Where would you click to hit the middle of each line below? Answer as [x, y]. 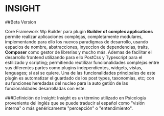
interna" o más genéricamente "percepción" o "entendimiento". [69, 108]
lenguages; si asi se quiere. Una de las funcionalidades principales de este [80, 73]
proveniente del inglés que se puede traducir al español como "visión [75, 103]
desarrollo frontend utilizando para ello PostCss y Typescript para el [74, 57]
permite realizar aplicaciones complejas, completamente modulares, [74, 37]
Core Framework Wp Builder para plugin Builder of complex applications [79, 31]
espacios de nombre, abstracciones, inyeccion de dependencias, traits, [77, 47]
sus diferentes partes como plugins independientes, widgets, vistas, [74, 68]
